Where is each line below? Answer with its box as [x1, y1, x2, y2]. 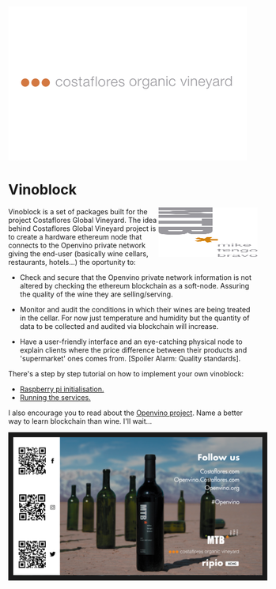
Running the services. [19, 392, 91, 402]
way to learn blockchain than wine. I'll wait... [8, 416, 153, 425]
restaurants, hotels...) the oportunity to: [8, 257, 136, 266]
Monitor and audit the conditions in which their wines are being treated [19, 304, 251, 314]
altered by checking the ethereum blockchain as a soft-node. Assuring [19, 281, 250, 290]
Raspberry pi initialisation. [19, 384, 104, 394]
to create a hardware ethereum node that [8, 232, 142, 241]
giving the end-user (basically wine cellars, [8, 248, 149, 259]
